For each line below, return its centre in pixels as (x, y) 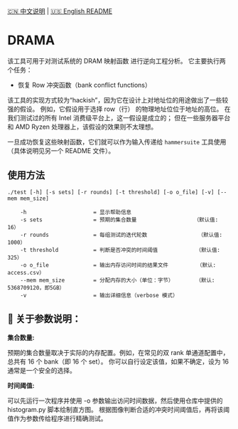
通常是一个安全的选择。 (42, 370)
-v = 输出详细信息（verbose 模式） (99, 295)
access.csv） (26, 272)
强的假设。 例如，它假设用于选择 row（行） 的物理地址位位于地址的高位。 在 (119, 109)
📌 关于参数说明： (44, 319)
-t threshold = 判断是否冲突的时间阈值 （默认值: (120, 250)
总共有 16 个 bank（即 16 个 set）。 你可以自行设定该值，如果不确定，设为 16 (118, 361)
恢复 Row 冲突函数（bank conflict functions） (84, 85)
